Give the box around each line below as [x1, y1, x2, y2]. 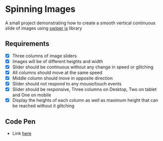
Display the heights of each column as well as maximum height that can [12, 97, 159, 103]
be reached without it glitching [12, 103, 75, 109]
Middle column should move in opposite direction [12, 75, 113, 81]
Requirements [5, 40, 49, 48]
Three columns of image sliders [12, 53, 77, 59]
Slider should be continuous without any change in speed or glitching [12, 64, 154, 70]
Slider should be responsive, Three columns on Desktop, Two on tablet [12, 86, 157, 92]
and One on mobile [12, 92, 51, 98]
